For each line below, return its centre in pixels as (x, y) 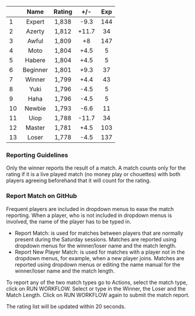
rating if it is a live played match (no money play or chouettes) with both (93, 174)
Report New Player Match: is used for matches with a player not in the (100, 252)
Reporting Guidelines (37, 155)
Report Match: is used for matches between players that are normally (99, 233)
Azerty (35, 31)
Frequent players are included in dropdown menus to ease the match (90, 209)
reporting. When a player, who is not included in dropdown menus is (89, 215)
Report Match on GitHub (42, 196)
